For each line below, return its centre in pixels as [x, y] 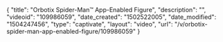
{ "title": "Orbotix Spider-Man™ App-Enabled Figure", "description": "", [106, 10]
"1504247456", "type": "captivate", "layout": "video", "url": [90, 24]
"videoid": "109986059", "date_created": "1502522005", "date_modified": [111, 17]
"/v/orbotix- [191, 24]
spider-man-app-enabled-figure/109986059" [71, 31]
